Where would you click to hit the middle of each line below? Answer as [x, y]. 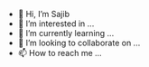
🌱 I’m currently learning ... [66, 33]
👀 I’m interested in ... [56, 24]
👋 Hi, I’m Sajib [44, 14]
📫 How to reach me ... [60, 53]
